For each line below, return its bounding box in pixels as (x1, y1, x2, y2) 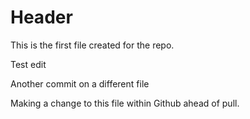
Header (10, 6, 73, 29)
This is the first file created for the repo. (10, 39, 175, 51)
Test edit (10, 58, 47, 70)
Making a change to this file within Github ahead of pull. (10, 97, 240, 109)
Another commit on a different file (10, 77, 150, 90)
